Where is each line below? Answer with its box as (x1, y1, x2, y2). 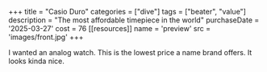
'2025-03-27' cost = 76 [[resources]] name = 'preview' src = (8, 24, 211, 33)
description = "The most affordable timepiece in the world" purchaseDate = (8, 15, 260, 25)
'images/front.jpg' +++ (8, 32, 84, 42)
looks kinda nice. (8, 56, 65, 66)
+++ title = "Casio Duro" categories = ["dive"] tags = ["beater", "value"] (8, 7, 246, 16)
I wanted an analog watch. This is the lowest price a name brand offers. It (8, 48, 252, 57)
